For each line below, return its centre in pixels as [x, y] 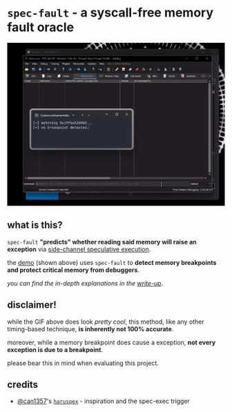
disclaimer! [32, 305]
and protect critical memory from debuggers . [74, 270]
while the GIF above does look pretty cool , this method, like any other [106, 322]
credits [23, 384]
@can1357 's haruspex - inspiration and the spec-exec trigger [103, 401]
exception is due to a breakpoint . [55, 349]
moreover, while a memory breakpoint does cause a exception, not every [112, 342]
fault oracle [41, 27]
